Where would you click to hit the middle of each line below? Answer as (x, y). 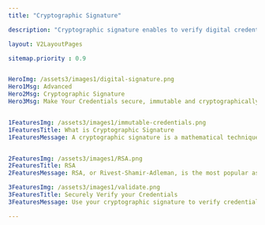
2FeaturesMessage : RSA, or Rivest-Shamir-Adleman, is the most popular (128, 173)
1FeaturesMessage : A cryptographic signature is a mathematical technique (134, 137)
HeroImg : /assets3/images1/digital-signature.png (91, 80)
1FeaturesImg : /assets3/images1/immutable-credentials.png (107, 122)
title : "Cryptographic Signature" (65, 15)
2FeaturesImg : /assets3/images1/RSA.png (76, 159)
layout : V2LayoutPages (45, 44)
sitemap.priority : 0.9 (47, 58)
